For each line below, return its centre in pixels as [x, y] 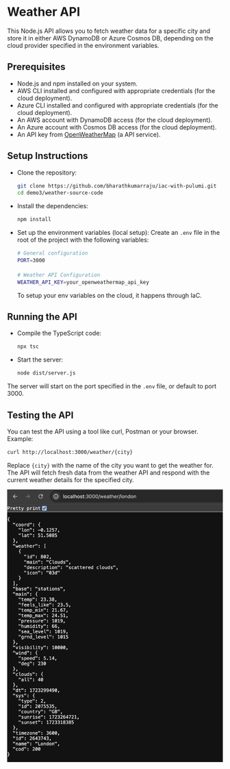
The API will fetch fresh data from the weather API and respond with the [108, 472]
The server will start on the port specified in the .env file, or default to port [112, 386]
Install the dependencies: [53, 206]
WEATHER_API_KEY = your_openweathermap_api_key [83, 282]
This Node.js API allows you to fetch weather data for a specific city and [109, 31]
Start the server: [40, 360]
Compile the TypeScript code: [59, 333]
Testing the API [40, 415]
